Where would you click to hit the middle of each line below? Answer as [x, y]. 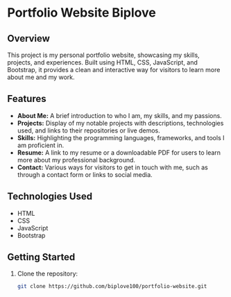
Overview [29, 39]
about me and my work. [41, 77]
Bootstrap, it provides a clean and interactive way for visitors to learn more [114, 70]
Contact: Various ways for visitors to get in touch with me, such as [112, 167]
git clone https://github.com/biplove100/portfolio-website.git [112, 287]
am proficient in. [41, 145]
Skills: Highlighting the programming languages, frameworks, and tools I [121, 137]
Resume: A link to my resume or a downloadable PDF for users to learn [119, 152]
